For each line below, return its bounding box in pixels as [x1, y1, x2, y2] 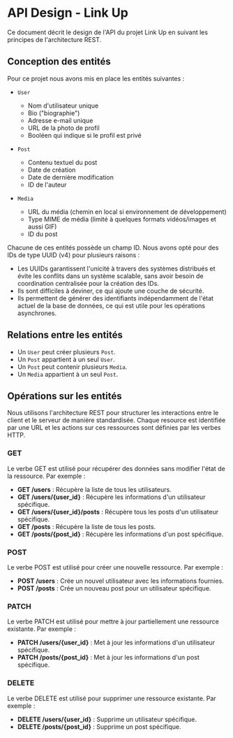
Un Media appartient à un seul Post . [17, 370, 119, 378]
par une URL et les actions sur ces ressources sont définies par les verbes [7, 424, 221, 432]
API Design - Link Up [7, 5, 129, 21]
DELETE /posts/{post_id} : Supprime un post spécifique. [17, 722, 181, 731]
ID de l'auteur [27, 180, 67, 189]
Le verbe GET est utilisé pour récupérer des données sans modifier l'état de [7, 464, 225, 472]
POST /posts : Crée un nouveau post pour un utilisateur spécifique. [17, 584, 211, 592]
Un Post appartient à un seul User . [17, 355, 115, 363]
